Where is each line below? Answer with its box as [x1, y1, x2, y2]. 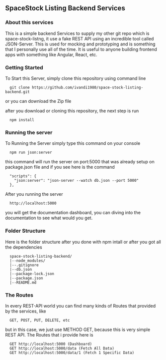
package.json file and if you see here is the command [5, 164, 115, 170]
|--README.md [9, 280, 37, 285]
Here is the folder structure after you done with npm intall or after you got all [5, 239, 162, 245]
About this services [5, 19, 54, 26]
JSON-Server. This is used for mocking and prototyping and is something [5, 41, 156, 47]
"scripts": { [9, 174, 37, 179]
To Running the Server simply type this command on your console [5, 140, 141, 146]
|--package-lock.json [9, 271, 55, 276]
